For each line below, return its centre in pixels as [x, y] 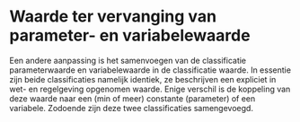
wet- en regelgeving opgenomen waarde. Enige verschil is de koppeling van [150, 89]
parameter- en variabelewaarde [130, 35]
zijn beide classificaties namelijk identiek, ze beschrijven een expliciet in [143, 79]
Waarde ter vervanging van [113, 17]
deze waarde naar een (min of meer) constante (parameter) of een [132, 98]
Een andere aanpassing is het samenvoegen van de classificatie [128, 60]
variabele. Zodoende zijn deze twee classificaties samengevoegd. [132, 108]
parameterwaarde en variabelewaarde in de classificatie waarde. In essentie [150, 70]
